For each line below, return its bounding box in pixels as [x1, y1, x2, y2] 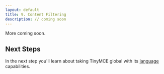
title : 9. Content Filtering [5, 12, 66, 17]
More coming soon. [5, 30, 46, 36]
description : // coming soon [5, 16, 66, 21]
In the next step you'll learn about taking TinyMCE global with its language [5, 58, 159, 64]
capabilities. [5, 63, 30, 69]
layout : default [5, 7, 39, 12]
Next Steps [5, 44, 41, 53]
